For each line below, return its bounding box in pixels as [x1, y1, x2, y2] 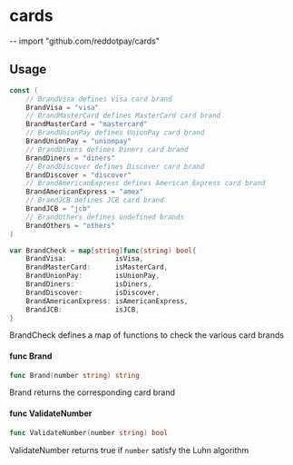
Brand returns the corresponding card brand [9, 387, 175, 398]
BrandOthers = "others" [25, 221, 116, 230]
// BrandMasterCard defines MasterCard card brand [25, 111, 221, 121]
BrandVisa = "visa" [25, 103, 100, 112]
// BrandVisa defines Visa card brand [25, 94, 172, 104]
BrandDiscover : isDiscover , [25, 288, 161, 297]
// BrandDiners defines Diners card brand [25, 144, 189, 154]
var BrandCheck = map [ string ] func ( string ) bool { [9, 246, 197, 255]
